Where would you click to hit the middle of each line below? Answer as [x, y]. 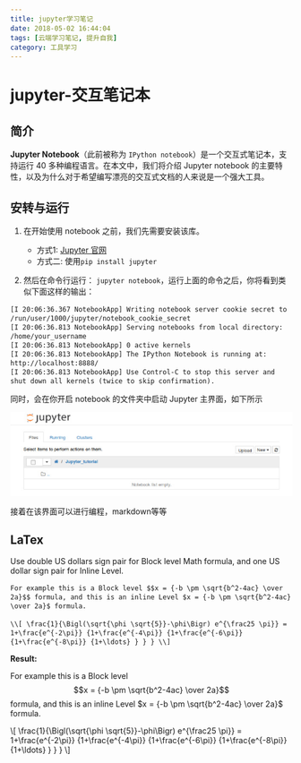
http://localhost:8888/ [55, 364]
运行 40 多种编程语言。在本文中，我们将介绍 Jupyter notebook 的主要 [146, 166]
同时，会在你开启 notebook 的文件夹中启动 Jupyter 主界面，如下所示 [137, 399]
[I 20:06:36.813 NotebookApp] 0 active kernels [101, 346]
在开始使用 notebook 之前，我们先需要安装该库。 [113, 231]
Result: [24, 659]
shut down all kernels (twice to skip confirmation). [113, 381]
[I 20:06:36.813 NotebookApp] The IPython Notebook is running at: [139, 355]
